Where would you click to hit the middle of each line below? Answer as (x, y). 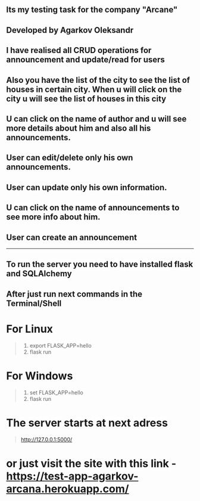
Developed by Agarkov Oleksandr (70, 30)
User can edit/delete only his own (70, 158)
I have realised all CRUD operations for (79, 50)
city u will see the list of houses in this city (86, 99)
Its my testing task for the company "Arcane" (92, 10)
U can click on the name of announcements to (93, 208)
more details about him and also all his (79, 128)
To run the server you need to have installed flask (100, 265)
